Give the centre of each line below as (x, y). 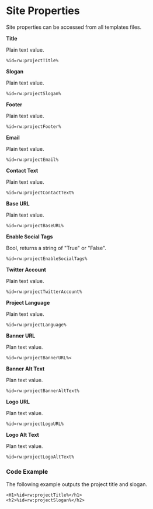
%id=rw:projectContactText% (40, 193)
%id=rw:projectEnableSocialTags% (47, 259)
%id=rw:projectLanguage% (36, 325)
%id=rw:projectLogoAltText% (40, 457)
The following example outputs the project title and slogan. (77, 484)
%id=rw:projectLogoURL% (35, 424)
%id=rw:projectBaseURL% (35, 225)
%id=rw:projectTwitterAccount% (44, 292)
